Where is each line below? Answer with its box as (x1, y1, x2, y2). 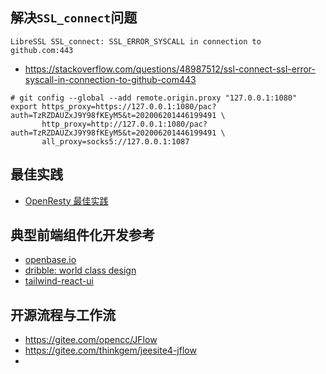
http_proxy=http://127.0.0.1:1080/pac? (41, 119, 208, 129)
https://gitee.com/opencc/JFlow (24, 334, 158, 346)
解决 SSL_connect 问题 (10, 9, 138, 27)
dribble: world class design (24, 264, 137, 277)
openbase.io (24, 254, 77, 266)
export (10, 101, 38, 112)
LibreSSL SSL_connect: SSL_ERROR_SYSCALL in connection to (10, 36, 262, 47)
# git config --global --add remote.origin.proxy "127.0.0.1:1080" (10, 93, 298, 103)
